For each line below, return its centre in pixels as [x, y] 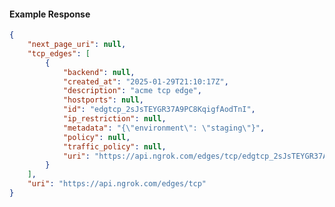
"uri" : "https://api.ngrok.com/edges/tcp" [117, 184]
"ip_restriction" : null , [114, 119]
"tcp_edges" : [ [59, 53]
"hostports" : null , [103, 100]
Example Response [50, 14]
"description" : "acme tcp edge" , [132, 91]
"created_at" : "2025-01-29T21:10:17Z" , [145, 81]
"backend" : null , [99, 72]
